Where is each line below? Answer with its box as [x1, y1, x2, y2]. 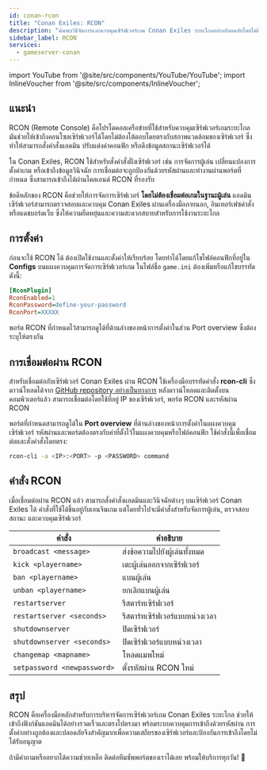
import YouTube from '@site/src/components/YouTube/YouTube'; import [9, 71, 246, 79]
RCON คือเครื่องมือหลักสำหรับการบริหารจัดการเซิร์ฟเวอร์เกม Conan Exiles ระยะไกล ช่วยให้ [9, 710, 254, 719]
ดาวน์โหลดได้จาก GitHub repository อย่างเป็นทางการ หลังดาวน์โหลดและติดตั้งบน [9, 385, 230, 395]
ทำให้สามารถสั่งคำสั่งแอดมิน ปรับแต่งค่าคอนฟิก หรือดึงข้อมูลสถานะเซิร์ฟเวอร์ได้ [9, 141, 211, 150]
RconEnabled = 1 [9, 294, 56, 302]
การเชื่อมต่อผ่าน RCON [9, 355, 102, 369]
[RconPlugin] [9, 287, 52, 295]
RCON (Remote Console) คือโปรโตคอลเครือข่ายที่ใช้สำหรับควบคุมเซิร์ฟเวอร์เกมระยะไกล [9, 122, 250, 132]
